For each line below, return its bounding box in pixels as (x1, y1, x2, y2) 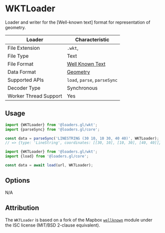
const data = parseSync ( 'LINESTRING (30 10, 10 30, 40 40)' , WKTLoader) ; (5, 136, 160, 141)
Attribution (5, 204, 39, 212)
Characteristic (75, 36, 110, 43)
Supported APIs (7, 76, 44, 83)
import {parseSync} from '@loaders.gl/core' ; (5, 127, 100, 132)
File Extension (7, 44, 40, 51)
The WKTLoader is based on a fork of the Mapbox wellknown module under (5, 217, 153, 223)
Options (5, 176, 30, 185)
